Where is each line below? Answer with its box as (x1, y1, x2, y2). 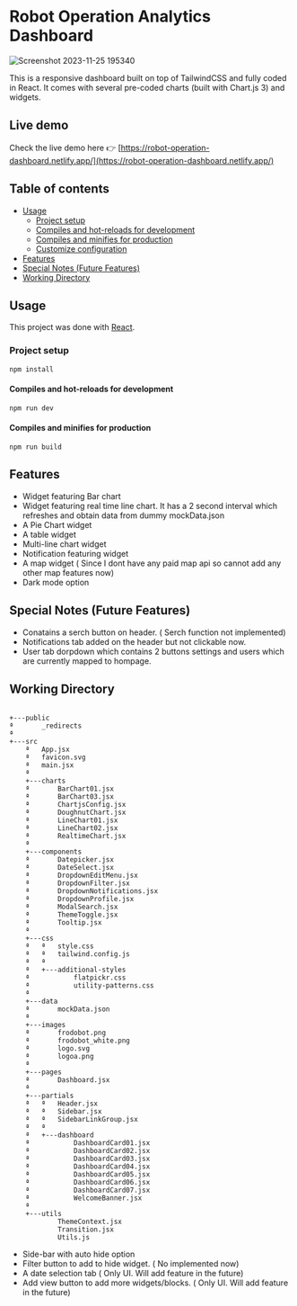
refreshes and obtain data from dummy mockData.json (22, 510, 225, 521)
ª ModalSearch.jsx (25, 902, 118, 911)
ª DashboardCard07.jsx (25, 1185, 151, 1194)
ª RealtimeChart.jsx (25, 831, 127, 840)
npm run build (9, 443, 63, 452)
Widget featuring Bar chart (22, 490, 121, 501)
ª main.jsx (25, 760, 74, 770)
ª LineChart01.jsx (25, 816, 118, 825)
